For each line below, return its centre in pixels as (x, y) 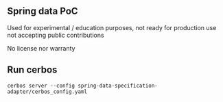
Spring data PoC (43, 11)
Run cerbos (32, 70)
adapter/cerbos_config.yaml (47, 92)
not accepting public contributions (56, 35)
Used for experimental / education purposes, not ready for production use (112, 27)
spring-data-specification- (118, 86)
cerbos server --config (41, 86)
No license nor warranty (41, 48)
